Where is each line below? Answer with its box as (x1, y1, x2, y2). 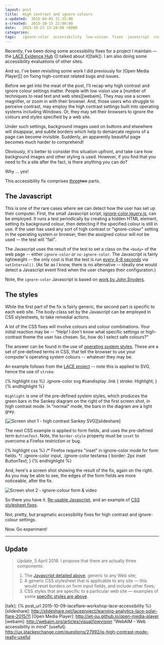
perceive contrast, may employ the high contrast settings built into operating (5, 103, 159, 109)
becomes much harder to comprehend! (5, 139, 84, 145)
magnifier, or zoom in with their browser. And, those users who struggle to (5, 98, 155, 104)
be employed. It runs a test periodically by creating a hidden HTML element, (5, 215, 158, 221)
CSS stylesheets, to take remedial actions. (5, 314, 90, 320)
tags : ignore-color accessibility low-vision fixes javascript (5, 35, 150, 40)
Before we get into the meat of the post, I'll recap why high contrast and (5, 82, 150, 88)
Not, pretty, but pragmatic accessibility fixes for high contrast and (5, 511, 138, 517)
